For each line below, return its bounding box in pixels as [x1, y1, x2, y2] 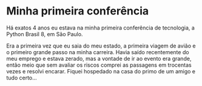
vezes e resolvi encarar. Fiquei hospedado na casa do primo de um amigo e [6, 67, 196, 75]
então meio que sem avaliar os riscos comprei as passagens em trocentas [6, 61, 192, 69]
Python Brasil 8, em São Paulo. [6, 30, 83, 37]
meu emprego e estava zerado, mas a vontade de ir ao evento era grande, [6, 55, 192, 62]
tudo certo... [6, 74, 38, 81]
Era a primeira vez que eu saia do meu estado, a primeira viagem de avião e [6, 42, 196, 49]
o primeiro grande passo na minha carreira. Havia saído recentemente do [6, 48, 189, 55]
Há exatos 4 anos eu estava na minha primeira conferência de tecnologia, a [6, 24, 195, 31]
